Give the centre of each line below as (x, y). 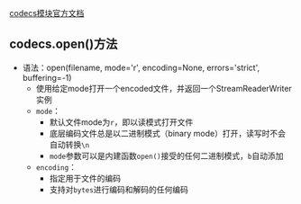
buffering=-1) (47, 77)
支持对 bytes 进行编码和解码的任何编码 (119, 189)
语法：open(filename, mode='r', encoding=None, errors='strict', (141, 67)
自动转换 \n (69, 144)
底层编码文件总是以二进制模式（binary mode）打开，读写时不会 (168, 133)
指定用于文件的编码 (85, 178)
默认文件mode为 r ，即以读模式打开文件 (121, 122)
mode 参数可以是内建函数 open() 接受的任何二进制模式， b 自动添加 (166, 155)
